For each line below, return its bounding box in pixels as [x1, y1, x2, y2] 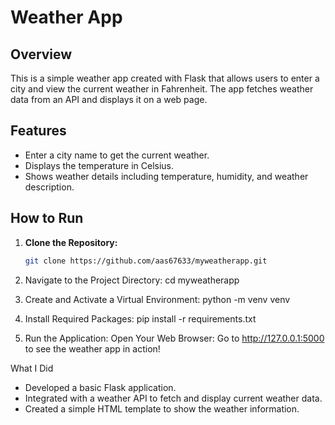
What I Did [10, 362, 54, 374]
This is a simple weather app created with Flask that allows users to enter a [10, 72, 320, 84]
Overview [10, 46, 73, 63]
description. [24, 181, 75, 193]
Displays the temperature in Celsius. [24, 159, 175, 171]
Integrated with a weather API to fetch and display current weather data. [24, 392, 323, 404]
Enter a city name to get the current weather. [24, 149, 210, 161]
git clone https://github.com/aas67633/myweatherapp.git [24, 256, 268, 266]
